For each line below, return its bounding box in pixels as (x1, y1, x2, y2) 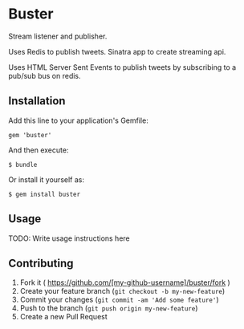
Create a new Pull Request (19, 312, 108, 322)
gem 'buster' (8, 131, 52, 139)
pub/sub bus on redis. (8, 71, 82, 80)
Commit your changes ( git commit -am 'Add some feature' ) (19, 294, 219, 305)
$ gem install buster (8, 190, 81, 198)
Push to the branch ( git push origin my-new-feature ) (19, 303, 198, 313)
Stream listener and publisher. (8, 31, 108, 41)
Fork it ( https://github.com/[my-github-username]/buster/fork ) (19, 278, 230, 287)
